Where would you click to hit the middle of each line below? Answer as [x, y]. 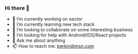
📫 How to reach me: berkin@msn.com [53, 46]
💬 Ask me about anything [39, 40]
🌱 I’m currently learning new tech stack [53, 24]
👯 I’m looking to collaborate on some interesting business [72, 30]
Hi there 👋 [17, 8]
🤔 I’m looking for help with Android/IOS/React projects [69, 35]
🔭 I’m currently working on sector [47, 19]
